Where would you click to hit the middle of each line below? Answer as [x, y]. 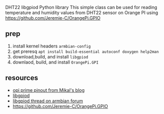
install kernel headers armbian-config [52, 46]
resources [22, 78]
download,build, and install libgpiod [51, 56]
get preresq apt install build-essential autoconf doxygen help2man [86, 51]
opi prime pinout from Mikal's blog [48, 90]
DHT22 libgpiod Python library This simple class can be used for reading [81, 7]
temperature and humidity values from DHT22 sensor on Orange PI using [82, 13]
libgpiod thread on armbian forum [48, 101]
